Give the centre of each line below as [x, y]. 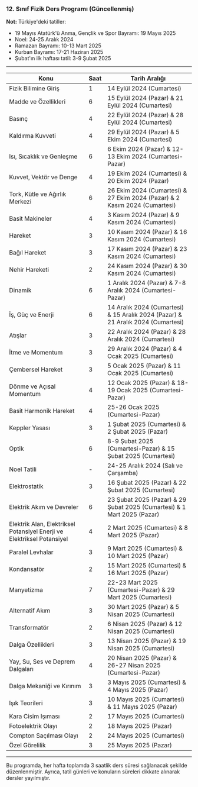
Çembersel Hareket [36, 370]
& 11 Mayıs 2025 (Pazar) [142, 707]
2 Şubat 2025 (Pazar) [138, 432]
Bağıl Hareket [28, 253]
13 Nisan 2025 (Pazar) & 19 [146, 641]
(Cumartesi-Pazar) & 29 [141, 590]
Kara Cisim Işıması [34, 717]
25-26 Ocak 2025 [133, 407]
